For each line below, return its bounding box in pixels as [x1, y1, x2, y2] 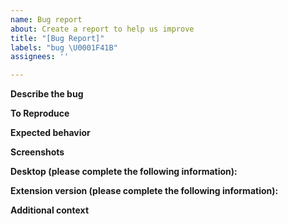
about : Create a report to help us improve [10, 24, 195, 34]
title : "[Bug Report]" [10, 33, 105, 43]
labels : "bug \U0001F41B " [10, 42, 118, 53]
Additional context [10, 204, 90, 216]
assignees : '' [10, 52, 70, 62]
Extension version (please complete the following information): [10, 185, 279, 197]
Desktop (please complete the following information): [10, 166, 238, 178]
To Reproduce [10, 107, 70, 120]
